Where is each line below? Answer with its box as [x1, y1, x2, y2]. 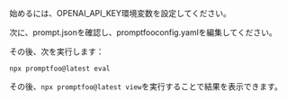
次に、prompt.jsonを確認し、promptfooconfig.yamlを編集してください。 [9, 27, 277, 38]
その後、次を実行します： [9, 46, 104, 57]
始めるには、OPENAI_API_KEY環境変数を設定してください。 [9, 8, 232, 18]
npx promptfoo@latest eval [9, 64, 111, 73]
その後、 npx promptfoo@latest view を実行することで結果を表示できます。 [9, 81, 283, 92]
